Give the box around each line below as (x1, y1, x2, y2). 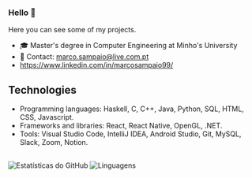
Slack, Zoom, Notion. (19, 138, 88, 147)
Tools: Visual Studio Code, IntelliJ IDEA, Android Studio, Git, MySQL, (19, 129, 242, 139)
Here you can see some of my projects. (8, 25, 137, 35)
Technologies (8, 83, 77, 97)
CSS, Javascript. (19, 113, 74, 122)
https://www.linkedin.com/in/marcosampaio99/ (19, 61, 174, 70)
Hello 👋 (8, 7, 36, 18)
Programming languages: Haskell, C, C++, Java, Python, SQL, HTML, (19, 104, 245, 113)
